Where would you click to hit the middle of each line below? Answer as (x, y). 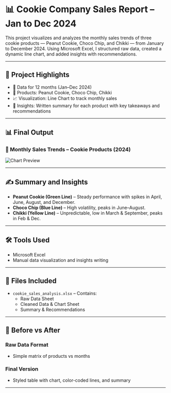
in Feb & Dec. (27, 219)
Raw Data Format (27, 345)
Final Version (22, 369)
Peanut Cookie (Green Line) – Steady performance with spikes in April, (87, 197)
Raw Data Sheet (37, 299)
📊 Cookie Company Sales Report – (80, 9)
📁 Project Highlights (37, 75)
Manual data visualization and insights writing (60, 260)
